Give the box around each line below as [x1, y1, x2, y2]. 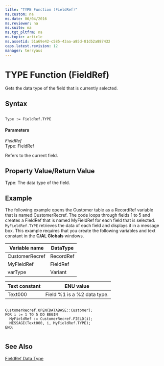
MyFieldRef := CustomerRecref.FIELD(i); [9, 317, 93, 321]
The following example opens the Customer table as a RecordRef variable [5, 207, 153, 213]
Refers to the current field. [5, 153, 58, 159]
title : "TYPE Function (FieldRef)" [5, 7, 78, 12]
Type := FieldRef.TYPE [5, 117, 51, 122]
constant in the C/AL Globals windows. [5, 233, 84, 239]
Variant [50, 269, 67, 275]
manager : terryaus [5, 48, 43, 53]
